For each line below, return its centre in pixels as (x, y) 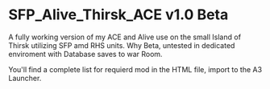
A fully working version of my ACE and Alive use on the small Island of (125, 37)
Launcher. (25, 78)
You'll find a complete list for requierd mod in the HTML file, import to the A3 (135, 69)
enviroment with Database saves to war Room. (85, 54)
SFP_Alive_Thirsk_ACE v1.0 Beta (118, 15)
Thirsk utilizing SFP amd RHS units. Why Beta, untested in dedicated (122, 45)
